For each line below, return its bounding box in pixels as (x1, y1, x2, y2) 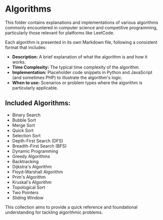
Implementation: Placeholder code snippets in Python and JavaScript (12, 69, 152, 75)
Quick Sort (12, 128, 34, 133)
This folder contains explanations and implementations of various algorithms (5, 19, 159, 25)
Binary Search (12, 112, 41, 118)
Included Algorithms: (5, 99, 71, 108)
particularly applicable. (12, 85, 58, 91)
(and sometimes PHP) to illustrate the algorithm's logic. (12, 74, 123, 80)
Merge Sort (12, 122, 35, 128)
